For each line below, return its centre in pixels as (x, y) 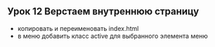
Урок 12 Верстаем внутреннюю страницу (103, 12)
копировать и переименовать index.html (78, 28)
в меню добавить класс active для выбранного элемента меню (113, 36)
